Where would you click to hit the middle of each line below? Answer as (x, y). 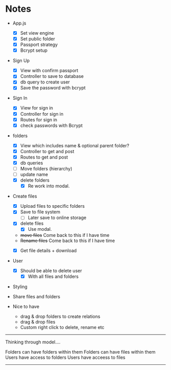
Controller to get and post (47, 151)
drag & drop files (38, 322)
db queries (32, 163)
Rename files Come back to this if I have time (68, 241)
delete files (32, 224)
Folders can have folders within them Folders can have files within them (80, 352)
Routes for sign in (39, 119)
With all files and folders (53, 276)
